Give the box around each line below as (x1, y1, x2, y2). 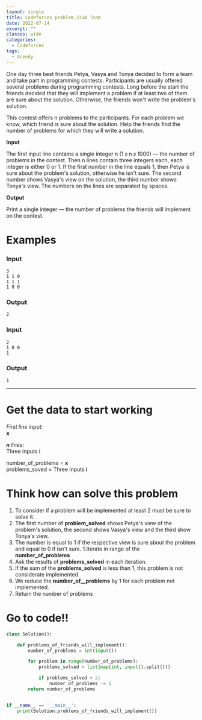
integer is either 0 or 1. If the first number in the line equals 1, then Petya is (6, 163, 190, 170)
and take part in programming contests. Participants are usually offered (6, 77, 183, 84)
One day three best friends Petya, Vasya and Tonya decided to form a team (6, 70, 193, 77)
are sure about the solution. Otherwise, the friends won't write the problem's (6, 96, 196, 103)
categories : (6, 37, 36, 43)
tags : (6, 48, 20, 54)
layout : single (6, 8, 44, 15)
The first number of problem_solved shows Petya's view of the (14, 519, 173, 526)
